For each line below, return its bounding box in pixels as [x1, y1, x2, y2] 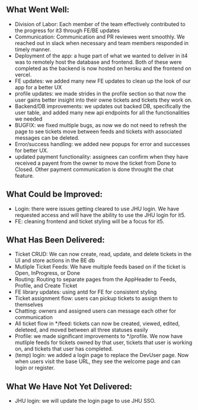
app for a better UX [14, 83, 62, 91]
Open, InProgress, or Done [14, 270, 80, 277]
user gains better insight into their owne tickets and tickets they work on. [14, 96, 193, 103]
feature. [14, 172, 34, 179]
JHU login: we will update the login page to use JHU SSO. [14, 398, 156, 405]
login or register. [14, 364, 55, 371]
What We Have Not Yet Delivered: [6, 381, 132, 392]
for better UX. [14, 147, 49, 154]
